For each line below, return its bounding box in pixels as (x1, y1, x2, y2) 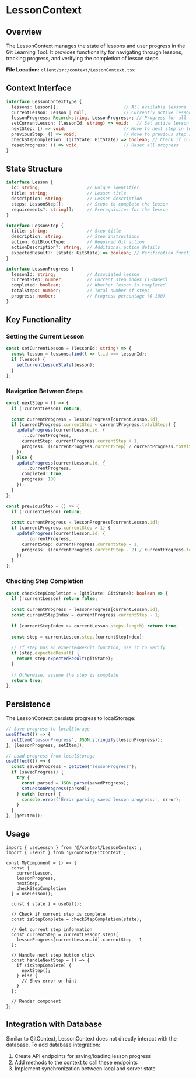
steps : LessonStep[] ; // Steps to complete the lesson (11, 201, 168, 207)
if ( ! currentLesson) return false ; (11, 596, 98, 602)
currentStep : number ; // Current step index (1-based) (11, 277, 168, 283)
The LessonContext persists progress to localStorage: (6, 715, 136, 722)
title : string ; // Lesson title (11, 190, 127, 196)
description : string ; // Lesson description (11, 196, 142, 202)
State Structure (6, 163, 63, 173)
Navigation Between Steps (6, 387, 83, 395)
